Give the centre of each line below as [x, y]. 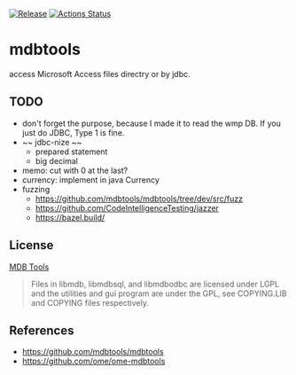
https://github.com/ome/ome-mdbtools [93, 361]
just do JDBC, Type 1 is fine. [73, 132]
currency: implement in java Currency [90, 180]
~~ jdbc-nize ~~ [52, 142]
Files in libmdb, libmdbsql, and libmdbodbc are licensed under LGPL [155, 284]
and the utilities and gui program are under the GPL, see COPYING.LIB [159, 293]
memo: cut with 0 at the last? [75, 170]
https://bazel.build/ [70, 217]
